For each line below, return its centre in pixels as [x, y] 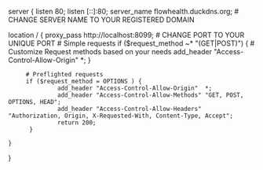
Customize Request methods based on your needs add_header [110, 52]
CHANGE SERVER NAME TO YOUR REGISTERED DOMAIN [101, 20]
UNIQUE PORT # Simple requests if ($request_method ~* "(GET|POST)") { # [131, 43]
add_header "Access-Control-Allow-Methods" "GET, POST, [151, 95]
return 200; [77, 123]
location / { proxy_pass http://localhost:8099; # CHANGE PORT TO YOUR [126, 35]
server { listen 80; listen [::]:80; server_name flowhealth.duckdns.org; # [124, 11]
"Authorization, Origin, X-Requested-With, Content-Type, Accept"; [121, 116]
